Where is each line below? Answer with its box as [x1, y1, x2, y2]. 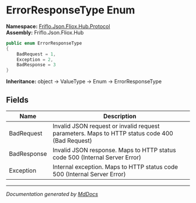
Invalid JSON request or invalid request [52, 122, 160, 130]
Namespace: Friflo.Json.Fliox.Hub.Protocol [6, 23, 110, 30]
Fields [6, 94, 29, 105]
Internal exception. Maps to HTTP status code [52, 163, 178, 171]
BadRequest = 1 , [16, 51, 57, 57]
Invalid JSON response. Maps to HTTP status [52, 146, 176, 154]
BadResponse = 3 [16, 62, 57, 68]
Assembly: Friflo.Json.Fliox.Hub [6, 29, 84, 36]
